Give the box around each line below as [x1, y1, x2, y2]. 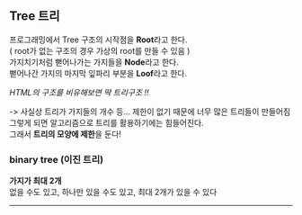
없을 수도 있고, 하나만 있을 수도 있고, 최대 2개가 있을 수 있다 [9, 187, 218, 198]
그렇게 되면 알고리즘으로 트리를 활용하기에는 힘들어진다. [9, 117, 204, 128]
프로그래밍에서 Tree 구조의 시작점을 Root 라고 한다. [9, 34, 188, 45]
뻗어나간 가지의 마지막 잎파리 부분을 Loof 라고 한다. [9, 67, 187, 78]
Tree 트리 [9, 8, 60, 24]
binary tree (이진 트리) [9, 153, 104, 166]
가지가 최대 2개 [9, 175, 62, 186]
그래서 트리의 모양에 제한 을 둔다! [9, 129, 121, 139]
